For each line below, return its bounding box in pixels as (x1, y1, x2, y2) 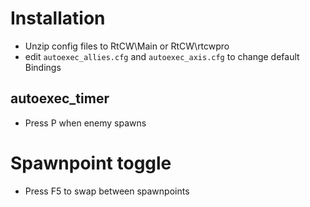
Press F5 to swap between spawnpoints (24, 185, 190, 197)
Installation (10, 7, 106, 30)
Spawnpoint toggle (10, 152, 172, 174)
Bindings (24, 61, 62, 73)
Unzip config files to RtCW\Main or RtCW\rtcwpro (24, 40, 230, 52)
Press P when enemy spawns (24, 117, 147, 129)
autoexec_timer (10, 90, 110, 107)
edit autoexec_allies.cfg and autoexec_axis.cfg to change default (24, 50, 300, 62)
